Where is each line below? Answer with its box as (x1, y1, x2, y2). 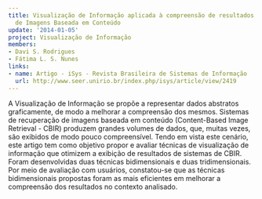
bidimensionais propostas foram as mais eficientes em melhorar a (8, 173, 221, 183)
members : (8, 41, 37, 49)
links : (8, 63, 30, 71)
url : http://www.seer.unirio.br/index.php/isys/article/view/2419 (15, 77, 237, 85)
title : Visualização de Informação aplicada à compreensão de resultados (8, 11, 255, 20)
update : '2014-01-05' (8, 26, 79, 34)
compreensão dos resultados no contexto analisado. (8, 182, 178, 191)
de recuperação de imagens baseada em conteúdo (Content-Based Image (8, 115, 249, 125)
